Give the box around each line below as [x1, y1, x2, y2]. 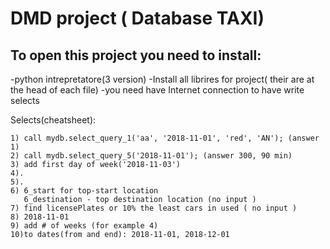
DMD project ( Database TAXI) [10, 7, 265, 30]
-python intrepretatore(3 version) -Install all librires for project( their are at [10, 73, 315, 85]
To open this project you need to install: [10, 47, 262, 64]
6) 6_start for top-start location [10, 186, 159, 196]
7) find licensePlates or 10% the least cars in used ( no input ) [10, 203, 298, 213]
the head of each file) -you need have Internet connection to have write [10, 84, 305, 96]
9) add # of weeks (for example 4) [10, 221, 159, 231]
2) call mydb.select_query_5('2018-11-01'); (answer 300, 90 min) [10, 151, 293, 161]
